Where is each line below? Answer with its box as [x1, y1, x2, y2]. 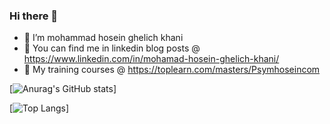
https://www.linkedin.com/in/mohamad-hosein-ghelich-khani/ [23, 53, 280, 65]
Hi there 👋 [9, 9, 59, 23]
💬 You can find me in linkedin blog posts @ [23, 42, 201, 54]
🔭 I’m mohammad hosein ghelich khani [23, 32, 184, 44]
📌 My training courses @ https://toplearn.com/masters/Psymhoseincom [23, 64, 321, 76]
